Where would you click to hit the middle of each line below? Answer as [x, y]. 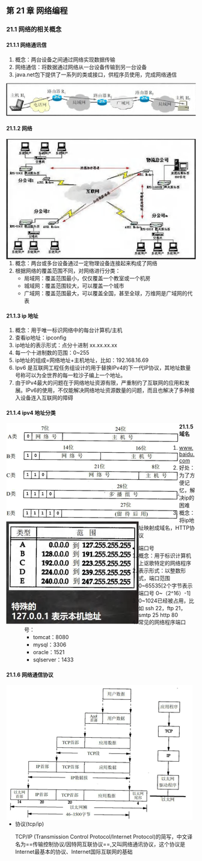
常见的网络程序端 [159, 622]
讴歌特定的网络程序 [167, 563]
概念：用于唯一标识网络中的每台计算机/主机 [69, 330]
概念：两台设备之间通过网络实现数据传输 [65, 60]
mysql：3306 [50, 645]
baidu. [187, 454]
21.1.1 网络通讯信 [26, 44]
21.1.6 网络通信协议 [30, 675]
